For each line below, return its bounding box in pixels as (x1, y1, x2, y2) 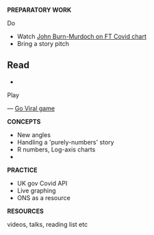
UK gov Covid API (16, 179, 68, 187)
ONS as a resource (16, 193, 70, 201)
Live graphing (16, 186, 56, 195)
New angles (16, 130, 51, 139)
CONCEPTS (7, 117, 41, 125)
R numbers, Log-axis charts (16, 145, 96, 153)
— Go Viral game (7, 104, 55, 112)
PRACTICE (7, 166, 38, 174)
